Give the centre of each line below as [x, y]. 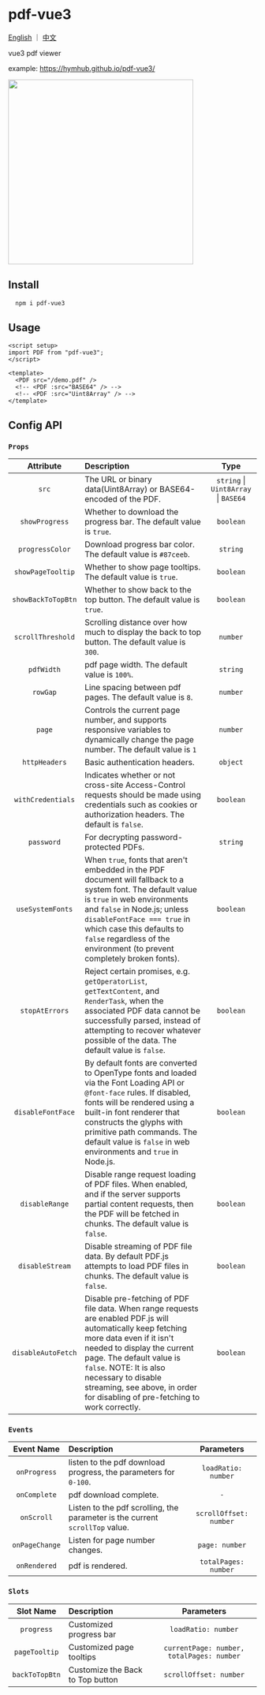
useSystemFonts [45, 909]
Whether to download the [131, 512]
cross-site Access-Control [134, 785]
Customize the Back [106, 1670]
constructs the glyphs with [134, 1122]
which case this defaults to [134, 929]
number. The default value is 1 [140, 749]
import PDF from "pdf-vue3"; [56, 353]
